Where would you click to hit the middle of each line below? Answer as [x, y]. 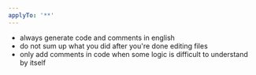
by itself [32, 62]
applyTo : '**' [32, 15]
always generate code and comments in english [97, 37]
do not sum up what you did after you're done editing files [114, 46]
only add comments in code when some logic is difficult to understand [134, 54]
